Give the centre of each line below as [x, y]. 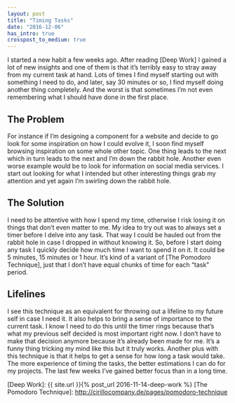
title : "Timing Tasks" [40, 20]
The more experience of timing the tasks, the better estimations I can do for [116, 363]
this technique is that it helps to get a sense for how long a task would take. [116, 356]
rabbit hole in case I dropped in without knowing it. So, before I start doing [115, 242]
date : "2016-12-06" [36, 27]
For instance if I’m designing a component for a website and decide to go [113, 136]
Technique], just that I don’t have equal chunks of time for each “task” [108, 265]
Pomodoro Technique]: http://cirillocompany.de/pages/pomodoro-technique [117, 392]
